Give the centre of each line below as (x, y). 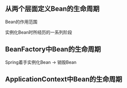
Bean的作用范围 (21, 22)
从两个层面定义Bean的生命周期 (52, 9)
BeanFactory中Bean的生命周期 (53, 49)
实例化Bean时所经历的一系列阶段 (39, 32)
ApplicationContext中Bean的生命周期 (64, 79)
